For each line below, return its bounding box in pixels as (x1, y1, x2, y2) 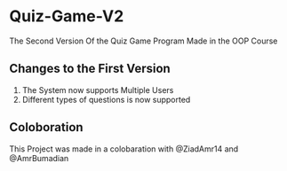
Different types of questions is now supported (21, 94, 191, 105)
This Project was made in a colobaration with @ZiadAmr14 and (9, 144, 239, 154)
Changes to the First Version (9, 61, 171, 76)
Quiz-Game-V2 (9, 6, 124, 27)
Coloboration (9, 120, 84, 135)
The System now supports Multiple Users (21, 84, 174, 95)
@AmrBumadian (9, 152, 69, 163)
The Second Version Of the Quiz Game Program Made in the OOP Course (9, 35, 278, 46)
